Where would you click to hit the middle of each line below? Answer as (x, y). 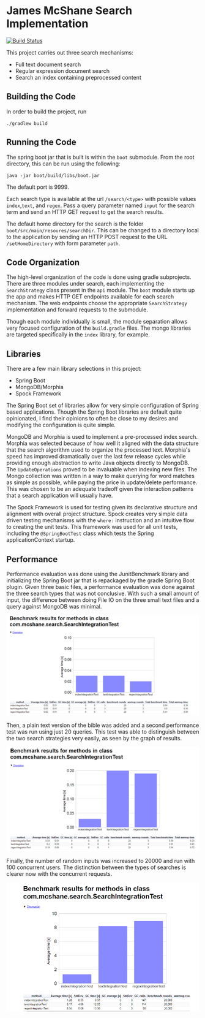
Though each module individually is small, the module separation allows (97, 322)
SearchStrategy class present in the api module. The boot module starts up (101, 290)
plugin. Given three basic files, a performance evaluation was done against (100, 587)
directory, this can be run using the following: (63, 164)
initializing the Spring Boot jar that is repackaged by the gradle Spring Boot (100, 580)
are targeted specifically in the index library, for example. (78, 335)
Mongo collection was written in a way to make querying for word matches (100, 476)
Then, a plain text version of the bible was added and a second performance (103, 725)
